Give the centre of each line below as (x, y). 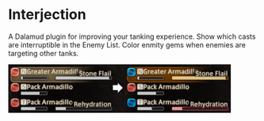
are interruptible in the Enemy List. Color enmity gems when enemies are (127, 44)
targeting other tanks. (44, 53)
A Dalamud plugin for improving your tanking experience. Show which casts (132, 36)
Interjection (47, 15)
